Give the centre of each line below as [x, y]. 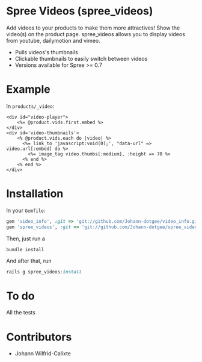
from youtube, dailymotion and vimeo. [53, 40]
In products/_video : [30, 106]
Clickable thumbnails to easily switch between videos [81, 58]
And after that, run [29, 261]
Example [28, 89]
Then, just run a [26, 239]
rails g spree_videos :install [44, 272]
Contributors [39, 337]
